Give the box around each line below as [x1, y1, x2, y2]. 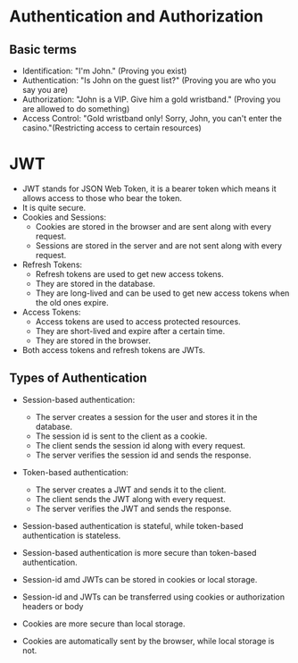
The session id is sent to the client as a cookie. [35, 431, 208, 441]
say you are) [21, 85, 69, 95]
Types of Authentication [9, 371, 147, 386]
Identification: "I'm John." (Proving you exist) [21, 65, 187, 76]
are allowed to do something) [21, 104, 130, 113]
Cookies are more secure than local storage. [21, 618, 186, 629]
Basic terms [9, 42, 78, 57]
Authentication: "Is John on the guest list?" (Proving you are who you [21, 75, 277, 86]
